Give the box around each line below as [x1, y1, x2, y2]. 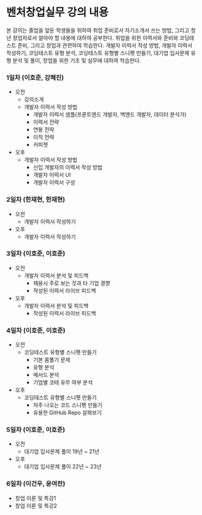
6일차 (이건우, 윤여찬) [6, 479, 66, 488]
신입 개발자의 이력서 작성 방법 [33, 164, 103, 171]
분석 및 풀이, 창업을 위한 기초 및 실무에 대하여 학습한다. [12, 57, 141, 64]
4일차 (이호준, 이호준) [6, 326, 66, 334]
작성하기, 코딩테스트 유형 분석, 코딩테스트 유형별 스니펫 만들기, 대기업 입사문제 [6, 49, 190, 56]
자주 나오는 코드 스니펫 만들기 [33, 401, 103, 409]
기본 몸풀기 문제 [33, 356, 71, 363]
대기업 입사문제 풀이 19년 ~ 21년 [24, 448, 99, 455]
